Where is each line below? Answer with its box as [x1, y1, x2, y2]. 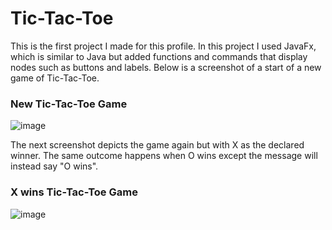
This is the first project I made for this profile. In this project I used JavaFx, [10, 40, 317, 52]
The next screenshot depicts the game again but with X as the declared [10, 139, 305, 151]
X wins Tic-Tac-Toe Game [10, 185, 138, 199]
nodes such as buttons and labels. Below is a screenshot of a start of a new [10, 61, 322, 73]
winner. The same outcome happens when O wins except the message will [10, 150, 318, 162]
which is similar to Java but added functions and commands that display [10, 50, 308, 62]
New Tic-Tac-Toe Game [10, 97, 128, 111]
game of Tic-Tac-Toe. [10, 72, 100, 84]
